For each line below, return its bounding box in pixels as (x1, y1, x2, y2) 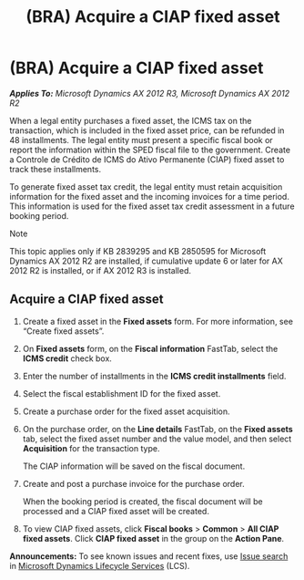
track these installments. (9, 163, 102, 174)
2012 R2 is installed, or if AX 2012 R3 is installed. (9, 264, 192, 275)
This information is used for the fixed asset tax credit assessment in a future (9, 201, 295, 212)
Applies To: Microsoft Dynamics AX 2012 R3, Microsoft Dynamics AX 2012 (9, 88, 290, 98)
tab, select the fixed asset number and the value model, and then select (22, 433, 292, 444)
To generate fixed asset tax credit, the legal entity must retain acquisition (9, 181, 283, 192)
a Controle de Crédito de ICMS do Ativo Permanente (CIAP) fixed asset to (9, 153, 285, 165)
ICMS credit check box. (22, 353, 112, 364)
